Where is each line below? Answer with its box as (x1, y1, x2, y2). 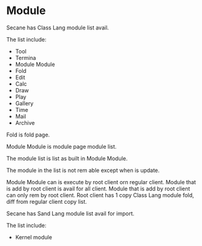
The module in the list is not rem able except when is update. (6, 166, 160, 174)
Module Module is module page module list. (6, 143, 117, 150)
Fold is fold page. (6, 131, 50, 138)
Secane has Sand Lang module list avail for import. (6, 209, 135, 217)
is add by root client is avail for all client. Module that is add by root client (6, 185, 190, 192)
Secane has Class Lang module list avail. (6, 24, 109, 31)
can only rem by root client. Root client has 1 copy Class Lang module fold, (6, 191, 195, 199)
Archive (15, 119, 35, 126)
